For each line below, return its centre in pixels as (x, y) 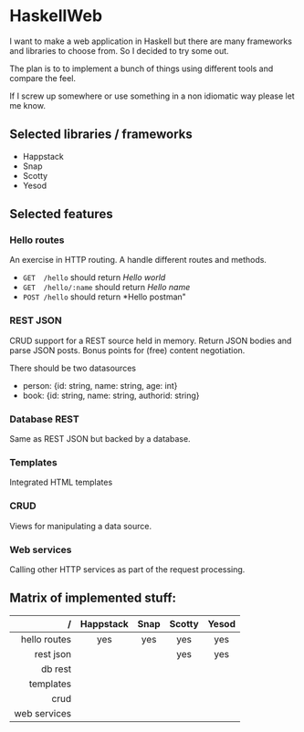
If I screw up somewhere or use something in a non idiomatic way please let (152, 96)
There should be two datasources (73, 368)
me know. (27, 105)
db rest (56, 669)
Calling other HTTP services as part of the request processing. (127, 569)
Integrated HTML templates (61, 482)
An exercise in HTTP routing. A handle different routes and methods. (138, 260)
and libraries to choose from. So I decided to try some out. (120, 50)
